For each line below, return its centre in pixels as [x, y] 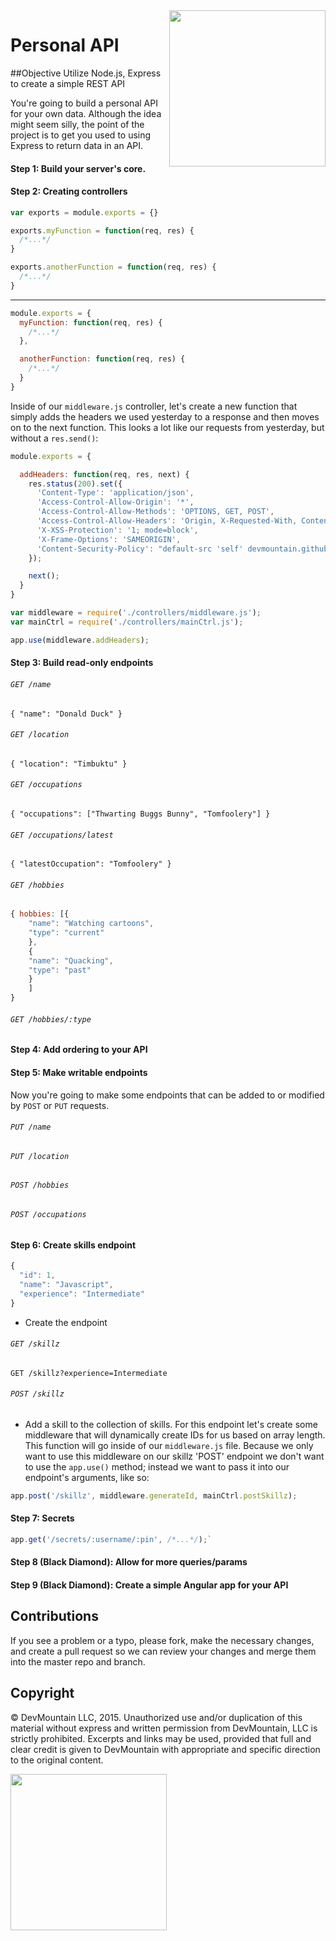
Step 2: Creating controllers [69, 191]
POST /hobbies [40, 1185]
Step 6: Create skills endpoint [73, 1245]
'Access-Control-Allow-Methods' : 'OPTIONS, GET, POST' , [155, 512]
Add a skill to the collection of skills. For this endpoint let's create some [171, 1424]
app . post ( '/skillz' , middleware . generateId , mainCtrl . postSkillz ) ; [154, 1495]
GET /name [31, 684]
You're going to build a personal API [84, 103]
